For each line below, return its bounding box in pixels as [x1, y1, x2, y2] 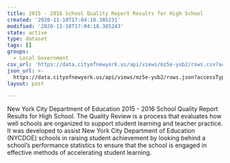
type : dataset [7, 36, 48, 42]
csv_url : [7, 61, 32, 68]
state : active [7, 29, 48, 36]
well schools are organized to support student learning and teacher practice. [7, 119, 224, 127]
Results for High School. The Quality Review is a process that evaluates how [7, 112, 222, 121]
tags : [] [7, 42, 32, 49]
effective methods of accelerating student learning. [7, 149, 152, 157]
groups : [7, 49, 29, 55]
